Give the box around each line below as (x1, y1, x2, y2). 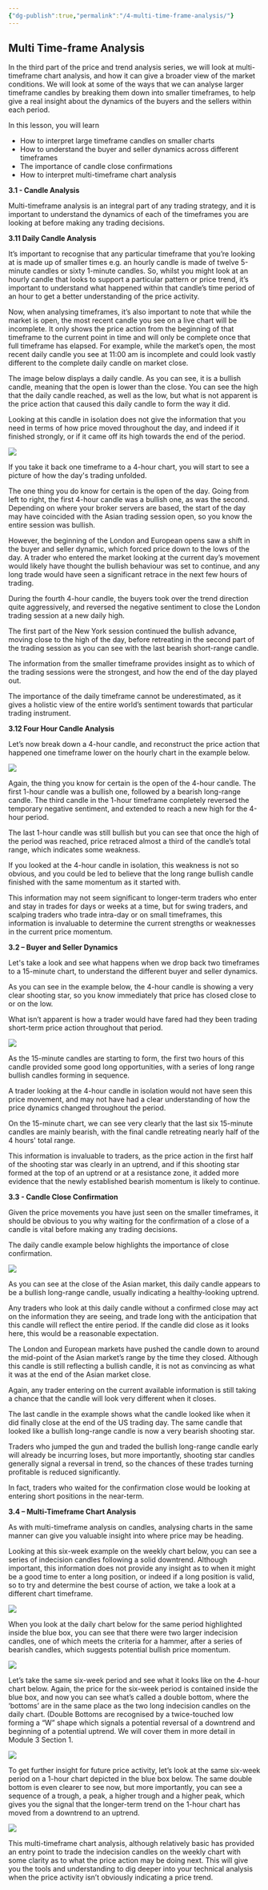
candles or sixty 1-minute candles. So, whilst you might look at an (32, 266, 249, 276)
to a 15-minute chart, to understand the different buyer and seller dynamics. (8, 966, 258, 977)
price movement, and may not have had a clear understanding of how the (8, 1094, 250, 1105)
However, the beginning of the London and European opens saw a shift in (8, 536, 250, 545)
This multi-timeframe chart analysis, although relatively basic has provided (8, 1839, 254, 1848)
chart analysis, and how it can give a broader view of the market (43, 71, 256, 81)
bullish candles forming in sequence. (8, 1070, 130, 1081)
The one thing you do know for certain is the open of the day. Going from (8, 486, 250, 496)
